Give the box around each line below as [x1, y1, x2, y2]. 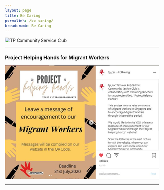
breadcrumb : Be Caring [5, 23, 51, 28]
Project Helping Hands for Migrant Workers [5, 54, 110, 61]
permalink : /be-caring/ [5, 18, 54, 23]
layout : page [5, 8, 32, 13]
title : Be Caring [5, 13, 41, 18]
